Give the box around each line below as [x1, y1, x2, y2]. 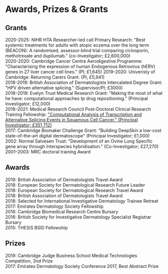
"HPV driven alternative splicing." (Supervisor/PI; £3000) [5, 85, 123, 91]
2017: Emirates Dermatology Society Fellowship [5, 203, 104, 209]
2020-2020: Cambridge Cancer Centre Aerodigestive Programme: [5, 58, 143, 64]
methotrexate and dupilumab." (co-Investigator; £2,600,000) [5, 53, 131, 59]
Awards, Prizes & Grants [5, 4, 108, 15]
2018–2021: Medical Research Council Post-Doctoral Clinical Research [5, 106, 151, 112]
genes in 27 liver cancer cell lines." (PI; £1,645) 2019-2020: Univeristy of [5, 69, 155, 75]
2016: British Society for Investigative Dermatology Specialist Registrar [5, 214, 152, 220]
